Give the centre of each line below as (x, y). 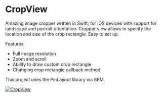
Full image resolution (34, 54)
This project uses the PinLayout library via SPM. (55, 79)
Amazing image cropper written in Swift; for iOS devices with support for (81, 23)
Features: (15, 43)
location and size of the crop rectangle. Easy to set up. (62, 34)
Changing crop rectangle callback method (56, 70)
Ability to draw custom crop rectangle (52, 64)
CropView (27, 9)
